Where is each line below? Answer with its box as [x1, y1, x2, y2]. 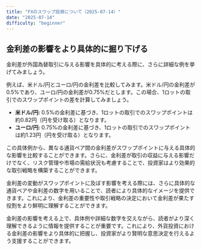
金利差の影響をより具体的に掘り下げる [6, 43, 148, 54]
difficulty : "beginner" [6, 20, 66, 26]
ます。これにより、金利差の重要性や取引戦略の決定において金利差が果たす [11, 195, 195, 202]
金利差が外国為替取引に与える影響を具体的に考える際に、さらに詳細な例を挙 [6, 61, 195, 68]
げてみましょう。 [6, 69, 49, 76]
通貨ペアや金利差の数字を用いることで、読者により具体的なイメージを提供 [6, 187, 190, 194]
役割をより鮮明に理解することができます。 [6, 202, 111, 209]
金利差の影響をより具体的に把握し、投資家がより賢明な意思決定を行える [11, 230, 190, 237]
